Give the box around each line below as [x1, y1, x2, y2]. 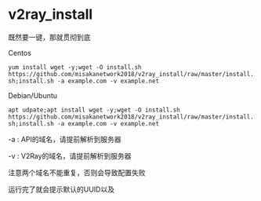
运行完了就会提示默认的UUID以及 [8, 185, 115, 194]
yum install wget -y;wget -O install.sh [8, 63, 143, 71]
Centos [8, 48, 31, 57]
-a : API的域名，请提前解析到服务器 [8, 134, 121, 144]
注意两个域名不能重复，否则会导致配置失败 [8, 167, 146, 177]
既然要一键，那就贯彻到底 [8, 32, 91, 42]
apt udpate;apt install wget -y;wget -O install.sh [8, 106, 180, 114]
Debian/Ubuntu [8, 90, 57, 100]
